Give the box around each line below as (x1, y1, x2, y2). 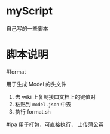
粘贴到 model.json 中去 (14, 100, 72, 108)
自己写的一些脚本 (6, 25, 48, 32)
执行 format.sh (14, 108, 51, 115)
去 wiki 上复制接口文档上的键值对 (14, 93, 96, 100)
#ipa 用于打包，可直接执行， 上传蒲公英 (6, 121, 104, 128)
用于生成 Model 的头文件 (6, 80, 67, 87)
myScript (6, 4, 53, 18)
